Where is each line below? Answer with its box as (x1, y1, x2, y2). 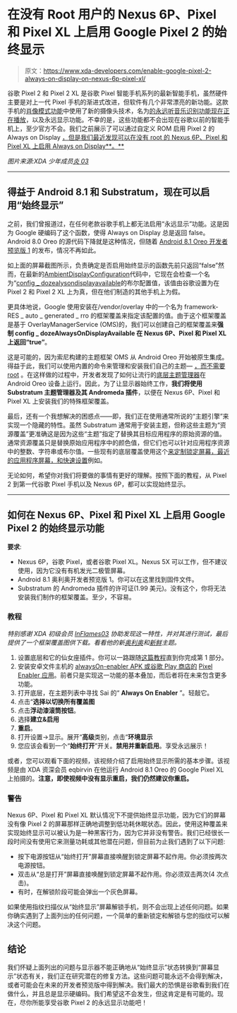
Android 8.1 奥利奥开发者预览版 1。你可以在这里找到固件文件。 (17, 575, 199, 583)
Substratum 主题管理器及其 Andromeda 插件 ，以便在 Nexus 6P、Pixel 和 (7, 388, 221, 396)
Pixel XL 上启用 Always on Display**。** (7, 142, 125, 150)
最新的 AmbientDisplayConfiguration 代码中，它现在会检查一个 (25, 270, 205, 278)
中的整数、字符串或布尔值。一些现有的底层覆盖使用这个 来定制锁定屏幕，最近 (7, 447, 230, 455)
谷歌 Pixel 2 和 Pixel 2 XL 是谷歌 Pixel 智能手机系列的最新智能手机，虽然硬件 (7, 89, 228, 97)
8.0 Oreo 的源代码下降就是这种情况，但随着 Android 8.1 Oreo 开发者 (31, 237, 228, 246)
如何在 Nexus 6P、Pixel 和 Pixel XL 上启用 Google (7, 509, 226, 521)
